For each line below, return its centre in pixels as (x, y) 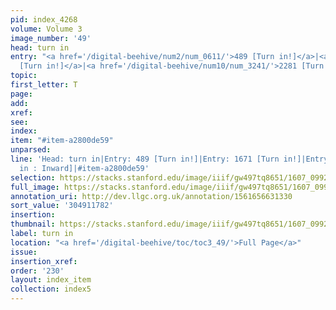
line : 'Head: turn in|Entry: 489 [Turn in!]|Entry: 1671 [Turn (145, 159)
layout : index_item (51, 280)
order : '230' (37, 271)
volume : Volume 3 (46, 29)
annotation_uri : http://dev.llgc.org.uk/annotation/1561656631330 (151, 196)
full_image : (35, 187)
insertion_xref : (44, 261)
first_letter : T (44, 85)
